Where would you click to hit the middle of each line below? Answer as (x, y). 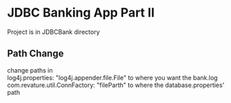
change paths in (30, 70)
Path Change (36, 54)
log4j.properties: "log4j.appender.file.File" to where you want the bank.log (113, 77)
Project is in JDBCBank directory (53, 32)
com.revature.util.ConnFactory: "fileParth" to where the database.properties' (116, 85)
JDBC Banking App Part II (81, 13)
